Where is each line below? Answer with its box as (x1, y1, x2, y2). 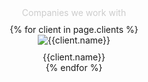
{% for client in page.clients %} (9, 24, 139, 35)
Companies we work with (21, 7, 127, 18)
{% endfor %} (45, 62, 103, 73)
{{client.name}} (42, 51, 106, 63)
